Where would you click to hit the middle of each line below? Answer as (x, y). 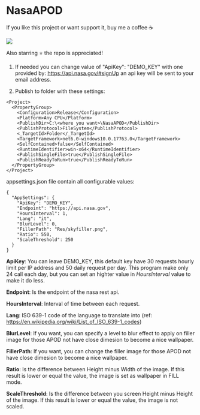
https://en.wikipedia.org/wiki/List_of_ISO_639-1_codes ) (74, 321)
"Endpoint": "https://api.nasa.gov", (64, 208)
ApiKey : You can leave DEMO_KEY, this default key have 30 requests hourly (100, 261)
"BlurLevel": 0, (37, 224)
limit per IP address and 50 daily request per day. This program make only (97, 267)
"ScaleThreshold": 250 (45, 240)
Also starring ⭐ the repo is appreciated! (54, 53)
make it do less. (25, 280)
